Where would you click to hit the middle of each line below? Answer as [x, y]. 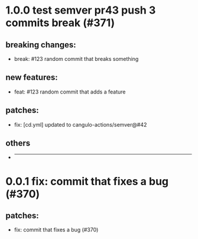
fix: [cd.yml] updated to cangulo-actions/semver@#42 [80, 124]
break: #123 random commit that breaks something [76, 59]
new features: [32, 77]
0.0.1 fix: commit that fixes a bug [87, 181]
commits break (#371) [60, 23]
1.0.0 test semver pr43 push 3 [81, 10]
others [18, 143]
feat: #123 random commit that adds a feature [70, 92]
